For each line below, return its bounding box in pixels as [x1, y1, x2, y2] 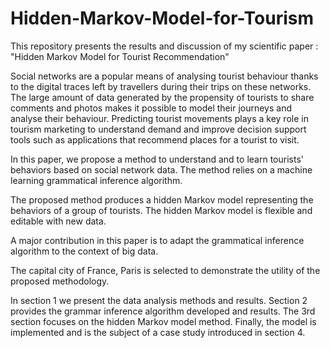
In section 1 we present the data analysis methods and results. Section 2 [10, 294, 308, 306]
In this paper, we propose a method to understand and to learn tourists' [10, 153, 304, 165]
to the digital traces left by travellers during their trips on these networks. [10, 80, 312, 92]
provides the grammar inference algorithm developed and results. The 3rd [10, 305, 316, 317]
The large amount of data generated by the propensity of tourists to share [10, 91, 315, 103]
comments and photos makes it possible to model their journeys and [10, 102, 292, 114]
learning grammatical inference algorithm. [10, 174, 183, 186]
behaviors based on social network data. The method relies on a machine [10, 163, 313, 176]
